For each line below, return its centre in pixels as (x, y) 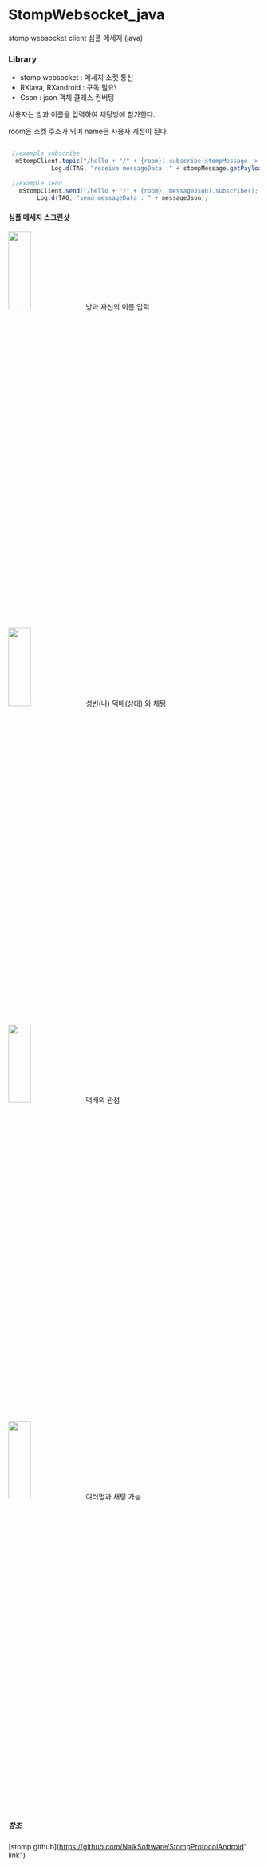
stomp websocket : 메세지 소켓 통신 (77, 78)
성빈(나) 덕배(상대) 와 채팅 (126, 703)
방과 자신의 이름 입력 (118, 306)
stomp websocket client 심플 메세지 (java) (76, 38)
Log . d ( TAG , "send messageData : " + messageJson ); (123, 198)
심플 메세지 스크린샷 (39, 217)
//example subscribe (46, 153)
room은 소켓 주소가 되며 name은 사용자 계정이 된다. (89, 131)
